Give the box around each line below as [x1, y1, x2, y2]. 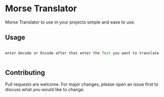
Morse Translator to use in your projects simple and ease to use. [5, 19, 136, 25]
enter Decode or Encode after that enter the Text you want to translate [5, 50, 160, 55]
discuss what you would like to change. [5, 87, 85, 93]
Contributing [5, 69, 45, 77]
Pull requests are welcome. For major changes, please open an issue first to [5, 81, 159, 87]
